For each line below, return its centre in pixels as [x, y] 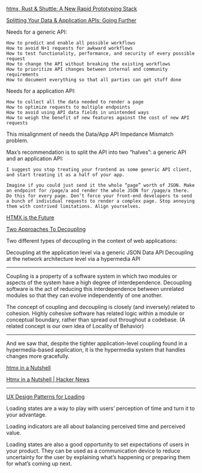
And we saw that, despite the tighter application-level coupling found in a [97, 343]
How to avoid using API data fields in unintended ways [78, 112]
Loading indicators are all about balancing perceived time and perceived [96, 426]
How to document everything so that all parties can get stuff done [94, 80]
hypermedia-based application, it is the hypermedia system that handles [96, 350]
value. [14, 433]
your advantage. [26, 415]
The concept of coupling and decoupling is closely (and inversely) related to [101, 307]
